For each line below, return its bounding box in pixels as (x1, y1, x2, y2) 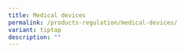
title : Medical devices (8, 11, 87, 19)
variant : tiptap (8, 26, 61, 34)
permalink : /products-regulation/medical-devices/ (8, 19, 178, 26)
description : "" (8, 33, 61, 41)
